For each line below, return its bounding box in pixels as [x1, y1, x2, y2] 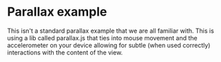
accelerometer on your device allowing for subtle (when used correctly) [7, 41, 211, 49]
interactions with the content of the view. [7, 48, 123, 57]
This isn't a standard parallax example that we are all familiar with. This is [7, 27, 215, 35]
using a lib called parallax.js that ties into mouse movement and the [7, 33, 198, 42]
